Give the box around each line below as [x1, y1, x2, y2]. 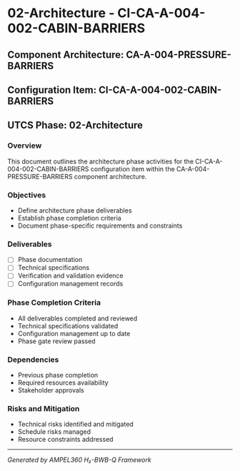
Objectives [7, 190, 46, 200]
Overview [7, 141, 42, 151]
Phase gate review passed [17, 337, 96, 345]
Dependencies [7, 355, 59, 365]
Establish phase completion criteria [17, 213, 121, 222]
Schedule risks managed [17, 427, 91, 436]
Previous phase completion [17, 371, 99, 380]
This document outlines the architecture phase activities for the [7, 157, 194, 166]
